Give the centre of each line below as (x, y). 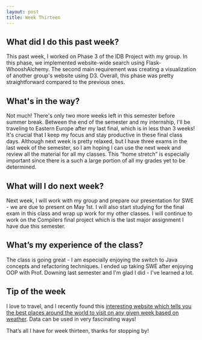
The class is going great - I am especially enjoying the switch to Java (92, 260)
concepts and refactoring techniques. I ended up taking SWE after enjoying (100, 266)
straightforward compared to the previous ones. (66, 82)
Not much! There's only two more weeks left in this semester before (91, 116)
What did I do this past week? (63, 42)
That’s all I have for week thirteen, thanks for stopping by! (77, 330)
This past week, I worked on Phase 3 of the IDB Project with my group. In (97, 56)
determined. (21, 167)
